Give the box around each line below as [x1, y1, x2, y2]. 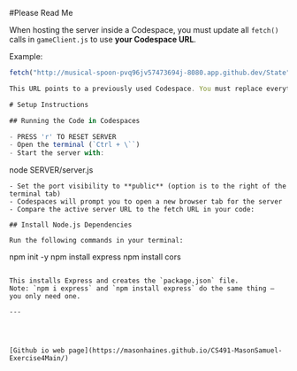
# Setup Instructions [9, 100, 89, 109]
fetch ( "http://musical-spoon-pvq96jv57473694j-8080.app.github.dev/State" [9, 68, 291, 77]
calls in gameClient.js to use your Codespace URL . [9, 35, 197, 44]
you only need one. [9, 292, 81, 301]
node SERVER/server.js [9, 165, 94, 175]
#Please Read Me [9, 8, 73, 18]
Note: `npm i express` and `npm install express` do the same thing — [9, 284, 275, 293]
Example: [9, 51, 43, 61]
